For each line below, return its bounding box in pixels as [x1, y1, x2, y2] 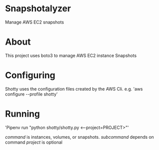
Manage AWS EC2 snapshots [5, 19, 65, 25]
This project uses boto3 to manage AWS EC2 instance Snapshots [5, 52, 137, 58]
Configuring [5, 70, 55, 81]
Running [5, 108, 40, 119]
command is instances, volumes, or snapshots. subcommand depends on [5, 134, 154, 140]
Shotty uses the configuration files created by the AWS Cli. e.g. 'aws [5, 86, 143, 92]
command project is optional [5, 139, 63, 145]
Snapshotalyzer [5, 3, 71, 14]
